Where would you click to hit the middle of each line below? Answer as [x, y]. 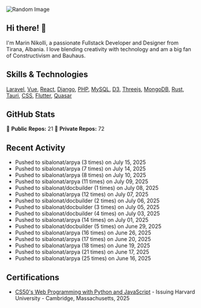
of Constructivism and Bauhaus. [46, 55]
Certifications [33, 277]
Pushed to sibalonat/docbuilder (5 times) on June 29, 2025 [88, 227]
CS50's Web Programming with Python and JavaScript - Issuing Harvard [105, 292]
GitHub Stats [31, 115]
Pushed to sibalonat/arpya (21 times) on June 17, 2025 [82, 252]
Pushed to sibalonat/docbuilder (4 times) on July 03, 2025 [87, 213]
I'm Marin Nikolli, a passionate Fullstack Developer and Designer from [92, 43]
